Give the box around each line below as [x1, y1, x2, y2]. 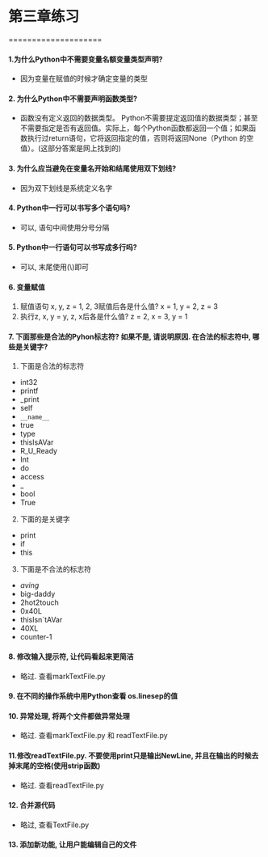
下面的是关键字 [19, 514, 70, 524]
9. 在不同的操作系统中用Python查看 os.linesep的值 [8, 691, 178, 701]
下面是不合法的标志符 [19, 564, 91, 574]
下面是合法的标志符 [19, 361, 85, 371]
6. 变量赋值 [8, 282, 46, 292]
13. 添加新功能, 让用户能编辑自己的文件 [8, 840, 137, 850]
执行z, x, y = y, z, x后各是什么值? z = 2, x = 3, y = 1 [19, 312, 188, 322]
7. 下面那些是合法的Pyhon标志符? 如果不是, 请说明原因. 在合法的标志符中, [8, 331, 252, 341]
